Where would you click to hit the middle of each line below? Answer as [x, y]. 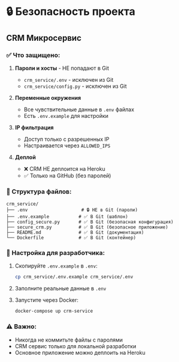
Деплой [25, 157]
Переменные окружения [48, 97]
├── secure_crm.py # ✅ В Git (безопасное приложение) [87, 227]
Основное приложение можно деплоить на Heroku [80, 352]
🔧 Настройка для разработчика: [56, 253]
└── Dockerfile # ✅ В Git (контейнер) [71, 238]
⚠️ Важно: [22, 327]
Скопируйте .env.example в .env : [56, 266]
